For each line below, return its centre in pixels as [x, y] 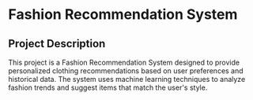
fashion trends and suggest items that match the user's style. [108, 87]
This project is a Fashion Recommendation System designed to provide [124, 62]
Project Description [57, 44]
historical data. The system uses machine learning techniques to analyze [127, 79]
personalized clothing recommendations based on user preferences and [126, 71]
